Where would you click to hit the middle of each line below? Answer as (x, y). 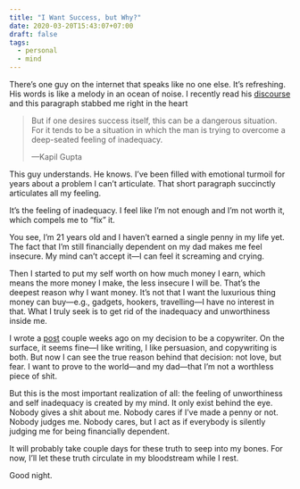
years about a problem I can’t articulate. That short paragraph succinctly (142, 183)
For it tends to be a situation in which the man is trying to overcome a (158, 130)
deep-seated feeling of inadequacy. (97, 140)
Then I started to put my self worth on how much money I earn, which (137, 274)
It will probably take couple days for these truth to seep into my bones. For (146, 448)
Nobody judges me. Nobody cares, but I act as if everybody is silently (137, 422)
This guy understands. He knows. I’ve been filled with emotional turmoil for (147, 174)
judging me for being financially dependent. (89, 431)
